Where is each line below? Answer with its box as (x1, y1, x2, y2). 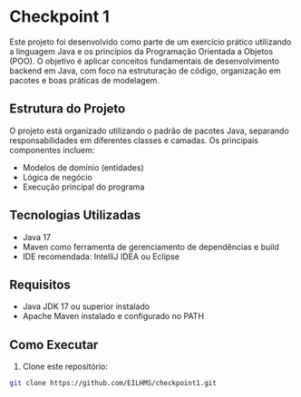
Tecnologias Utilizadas (9, 208, 141, 223)
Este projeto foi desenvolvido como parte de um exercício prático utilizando (9, 36, 292, 47)
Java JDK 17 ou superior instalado (22, 301, 150, 312)
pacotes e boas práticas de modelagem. (9, 74, 160, 85)
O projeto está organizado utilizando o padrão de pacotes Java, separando (9, 125, 290, 136)
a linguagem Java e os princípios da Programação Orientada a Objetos (9, 45, 274, 56)
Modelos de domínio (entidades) (22, 161, 144, 173)
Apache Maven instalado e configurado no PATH (22, 311, 205, 322)
